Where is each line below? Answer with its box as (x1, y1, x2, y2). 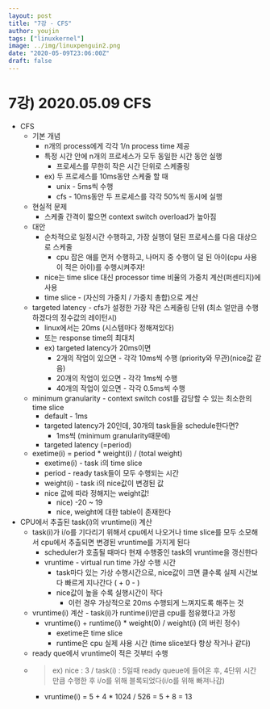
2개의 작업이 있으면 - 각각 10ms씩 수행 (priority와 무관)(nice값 (56, 353, 254, 363)
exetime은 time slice (56, 627, 123, 638)
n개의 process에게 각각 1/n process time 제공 (44, 141, 190, 150)
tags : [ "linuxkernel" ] (8, 34, 85, 43)
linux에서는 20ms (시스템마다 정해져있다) (44, 322, 175, 332)
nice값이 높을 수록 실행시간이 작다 (56, 587, 164, 598)
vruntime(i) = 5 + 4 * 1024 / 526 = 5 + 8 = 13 (44, 691, 193, 701)
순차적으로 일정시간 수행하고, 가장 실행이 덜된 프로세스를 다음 (44, 232, 236, 241)
